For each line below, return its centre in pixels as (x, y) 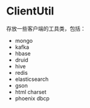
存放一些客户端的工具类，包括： (46, 28)
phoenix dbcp (32, 98)
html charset (31, 92)
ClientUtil (30, 11)
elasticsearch (32, 79)
